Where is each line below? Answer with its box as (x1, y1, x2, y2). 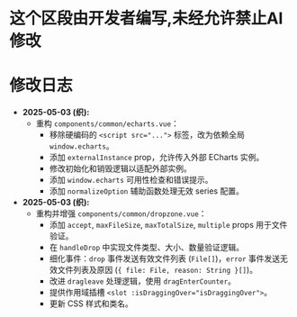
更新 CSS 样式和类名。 (49, 298, 133, 309)
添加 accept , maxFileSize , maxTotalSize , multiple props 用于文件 (49, 220, 288, 231)
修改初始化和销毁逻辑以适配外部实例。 (49, 163, 192, 174)
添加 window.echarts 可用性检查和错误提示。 (49, 175, 213, 186)
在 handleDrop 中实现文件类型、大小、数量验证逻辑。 (49, 242, 245, 253)
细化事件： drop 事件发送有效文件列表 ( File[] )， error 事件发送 (49, 253, 281, 264)
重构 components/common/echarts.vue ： (35, 118, 180, 129)
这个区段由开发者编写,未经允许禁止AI (9, 8, 283, 29)
